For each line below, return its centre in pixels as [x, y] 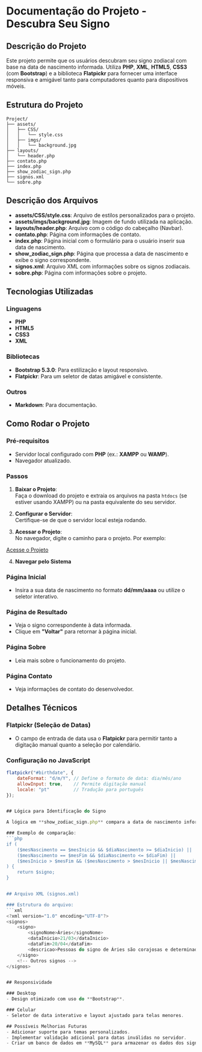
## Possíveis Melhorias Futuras [47, 1026]
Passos [17, 476]
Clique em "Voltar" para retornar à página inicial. [76, 632]
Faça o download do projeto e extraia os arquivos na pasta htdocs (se [101, 496]
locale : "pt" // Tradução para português [81, 789]
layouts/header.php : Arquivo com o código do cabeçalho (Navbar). [99, 228]
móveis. [16, 86]
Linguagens [24, 308]
